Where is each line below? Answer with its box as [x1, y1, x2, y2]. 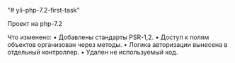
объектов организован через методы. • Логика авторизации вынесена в [7, 41, 228, 48]
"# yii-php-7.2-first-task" [7, 6, 80, 14]
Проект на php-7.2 [7, 20, 62, 27]
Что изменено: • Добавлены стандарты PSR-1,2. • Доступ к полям [7, 33, 210, 41]
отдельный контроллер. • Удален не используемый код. [7, 48, 178, 56]
